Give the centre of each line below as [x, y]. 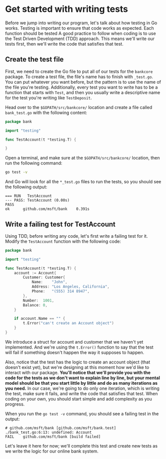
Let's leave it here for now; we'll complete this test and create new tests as [81, 446]
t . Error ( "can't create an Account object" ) [68, 323]
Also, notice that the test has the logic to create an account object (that [78, 362]
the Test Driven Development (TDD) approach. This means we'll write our [80, 39]
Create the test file [34, 60]
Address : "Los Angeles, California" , [71, 287]
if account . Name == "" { [40, 319]
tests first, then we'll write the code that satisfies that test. [64, 44]
